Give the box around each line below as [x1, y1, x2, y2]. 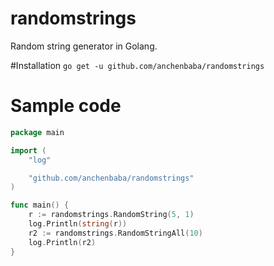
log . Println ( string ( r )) [28, 219, 128, 229]
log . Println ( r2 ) [28, 237, 97, 247]
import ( [10, 145, 47, 156]
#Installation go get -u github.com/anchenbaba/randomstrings [10, 59, 265, 71]
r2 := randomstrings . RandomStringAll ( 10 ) [28, 228, 203, 238]
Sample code [10, 95, 122, 117]
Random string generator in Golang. [10, 40, 158, 52]
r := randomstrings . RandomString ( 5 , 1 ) [28, 210, 195, 220]
